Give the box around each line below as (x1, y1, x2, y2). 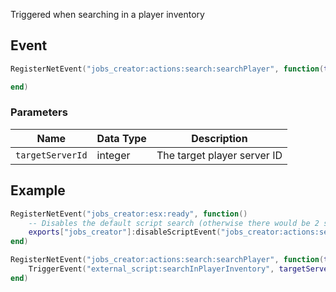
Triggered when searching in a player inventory (10, 9, 205, 20)
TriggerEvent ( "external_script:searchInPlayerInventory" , (28, 264, 275, 274)
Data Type (96, 131, 147, 145)
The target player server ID (156, 148, 283, 162)
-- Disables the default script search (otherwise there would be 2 (28, 218, 320, 228)
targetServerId (15, 149, 88, 161)
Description (191, 131, 248, 145)
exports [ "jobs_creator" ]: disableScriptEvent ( (28, 227, 222, 238)
